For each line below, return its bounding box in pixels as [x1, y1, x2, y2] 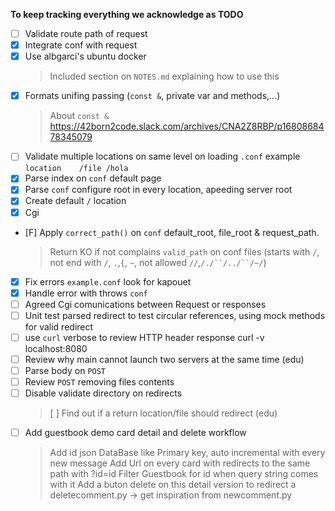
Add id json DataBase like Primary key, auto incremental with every [49, 447, 326, 459]
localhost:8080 [24, 342, 88, 354]
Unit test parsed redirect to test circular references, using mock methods [24, 309, 326, 321]
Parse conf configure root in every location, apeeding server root [24, 184, 293, 196]
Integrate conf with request [24, 39, 138, 51]
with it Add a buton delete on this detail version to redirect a [49, 479, 297, 491]
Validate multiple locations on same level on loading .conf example [24, 150, 301, 163]
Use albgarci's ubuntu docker [24, 50, 147, 63]
